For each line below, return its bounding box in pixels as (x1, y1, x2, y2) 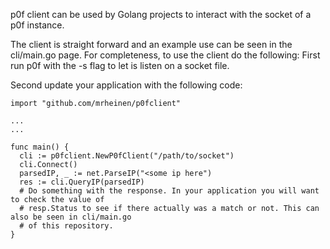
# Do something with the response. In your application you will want (19, 186, 320, 196)
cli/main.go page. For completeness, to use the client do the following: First (10, 49, 321, 61)
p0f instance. (10, 19, 65, 31)
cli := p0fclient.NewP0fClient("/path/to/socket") (19, 151, 235, 161)
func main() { (10, 142, 70, 152)
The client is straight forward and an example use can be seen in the (10, 39, 293, 50)
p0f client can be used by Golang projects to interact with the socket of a (10, 9, 312, 20)
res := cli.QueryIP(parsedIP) (19, 177, 145, 187)
